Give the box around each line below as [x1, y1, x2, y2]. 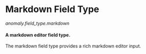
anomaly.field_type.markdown [5, 20, 70, 26]
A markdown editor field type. [5, 32, 71, 38]
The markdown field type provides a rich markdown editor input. [5, 43, 141, 49]
